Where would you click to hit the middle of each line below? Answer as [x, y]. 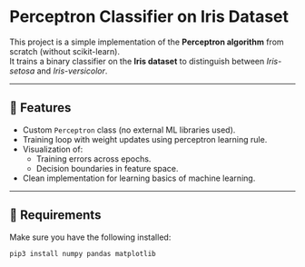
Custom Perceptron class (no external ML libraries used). [129, 130]
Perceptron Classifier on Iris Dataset [149, 17]
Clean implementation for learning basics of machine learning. [139, 178]
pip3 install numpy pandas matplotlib [83, 253]
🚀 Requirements [55, 215]
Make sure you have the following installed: [90, 237]
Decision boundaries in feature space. [107, 168]
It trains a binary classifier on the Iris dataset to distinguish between [137, 61]
